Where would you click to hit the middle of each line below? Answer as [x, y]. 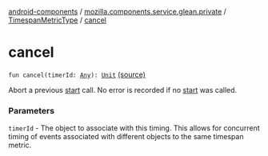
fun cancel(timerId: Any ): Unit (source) [77, 74]
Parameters [31, 110]
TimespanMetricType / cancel [57, 20]
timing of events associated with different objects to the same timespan [126, 137]
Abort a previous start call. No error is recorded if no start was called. [123, 90]
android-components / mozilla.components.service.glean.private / [117, 12]
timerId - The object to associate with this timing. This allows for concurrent [134, 128]
